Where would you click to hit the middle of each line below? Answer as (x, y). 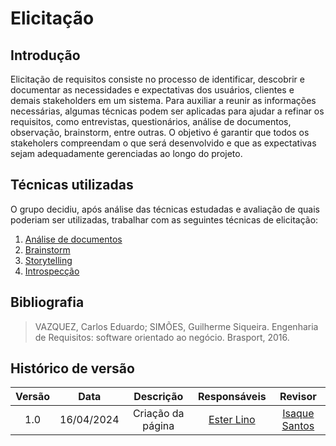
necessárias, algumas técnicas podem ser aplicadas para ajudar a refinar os (167, 111)
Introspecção (52, 271)
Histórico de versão (72, 368)
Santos (298, 426)
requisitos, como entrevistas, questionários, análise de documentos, (151, 121)
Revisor (298, 397)
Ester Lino (232, 420)
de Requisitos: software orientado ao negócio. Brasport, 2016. (162, 337)
